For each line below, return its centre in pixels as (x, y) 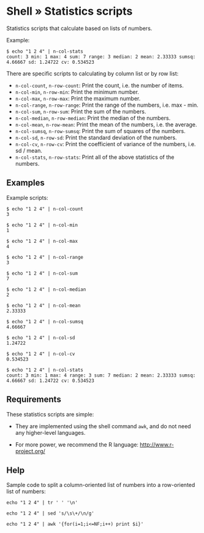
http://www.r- (157, 444)
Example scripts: (27, 197)
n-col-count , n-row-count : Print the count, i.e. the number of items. (99, 85)
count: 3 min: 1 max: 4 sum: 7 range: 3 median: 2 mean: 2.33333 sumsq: (101, 56)
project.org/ (30, 451)
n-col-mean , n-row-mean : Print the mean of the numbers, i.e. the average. (106, 125)
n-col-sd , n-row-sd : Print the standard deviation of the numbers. (96, 137)
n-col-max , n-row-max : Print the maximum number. (78, 98)
